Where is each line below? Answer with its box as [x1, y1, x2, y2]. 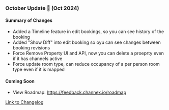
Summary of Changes [5, 17, 52, 23]
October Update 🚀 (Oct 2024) [5, 5, 79, 12]
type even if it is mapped [12, 66, 65, 73]
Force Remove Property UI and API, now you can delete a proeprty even [12, 50, 164, 57]
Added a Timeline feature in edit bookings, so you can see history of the [12, 29, 164, 35]
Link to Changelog [5, 99, 44, 105]
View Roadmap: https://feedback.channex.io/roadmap [12, 89, 126, 96]
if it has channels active [12, 56, 63, 62]
